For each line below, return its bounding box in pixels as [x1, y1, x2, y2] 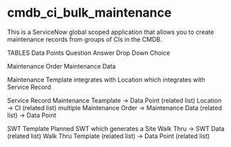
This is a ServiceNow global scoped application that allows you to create [7, 28, 214, 36]
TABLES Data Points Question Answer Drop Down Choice [7, 49, 171, 57]
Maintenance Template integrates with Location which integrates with [7, 75, 205, 84]
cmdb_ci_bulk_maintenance [7, 5, 172, 21]
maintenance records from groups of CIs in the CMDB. [7, 35, 163, 43]
